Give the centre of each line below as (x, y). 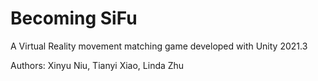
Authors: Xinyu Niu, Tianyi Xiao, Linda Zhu (97, 65)
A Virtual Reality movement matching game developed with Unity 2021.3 (159, 46)
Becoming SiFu (74, 18)
